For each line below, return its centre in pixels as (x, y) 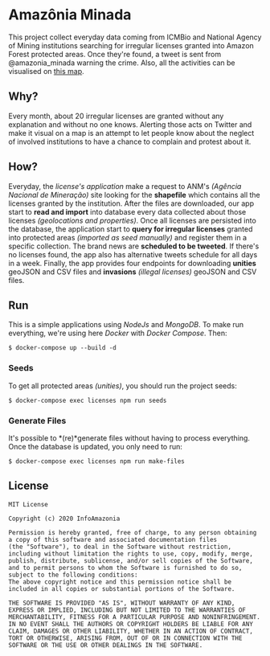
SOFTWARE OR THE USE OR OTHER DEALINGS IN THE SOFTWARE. (106, 645)
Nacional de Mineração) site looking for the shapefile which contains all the (134, 195)
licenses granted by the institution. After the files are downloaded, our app (131, 203)
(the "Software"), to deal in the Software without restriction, (120, 547)
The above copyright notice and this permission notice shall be (120, 582)
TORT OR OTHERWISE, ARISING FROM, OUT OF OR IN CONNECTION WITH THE (125, 638)
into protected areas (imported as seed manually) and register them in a (128, 237)
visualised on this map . (46, 71)
